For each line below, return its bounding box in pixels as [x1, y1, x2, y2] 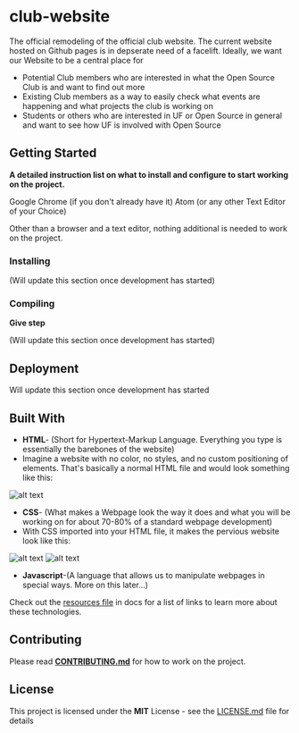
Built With [9, 410, 65, 425]
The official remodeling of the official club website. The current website [9, 36, 272, 46]
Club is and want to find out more [21, 81, 145, 92]
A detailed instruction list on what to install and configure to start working [9, 169, 288, 180]
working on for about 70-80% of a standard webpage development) [21, 516, 273, 527]
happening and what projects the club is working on [21, 100, 214, 111]
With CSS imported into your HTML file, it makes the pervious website [21, 526, 279, 536]
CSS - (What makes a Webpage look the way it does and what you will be [21, 507, 291, 518]
